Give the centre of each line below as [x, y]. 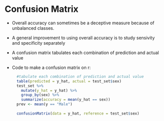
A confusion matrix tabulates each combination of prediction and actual [85, 53]
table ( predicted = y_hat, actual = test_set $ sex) [69, 81]
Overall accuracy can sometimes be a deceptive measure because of [83, 23]
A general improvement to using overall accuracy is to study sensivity [83, 38]
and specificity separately [38, 43]
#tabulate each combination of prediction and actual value [80, 76]
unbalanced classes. [33, 28]
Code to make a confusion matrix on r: [51, 67]
